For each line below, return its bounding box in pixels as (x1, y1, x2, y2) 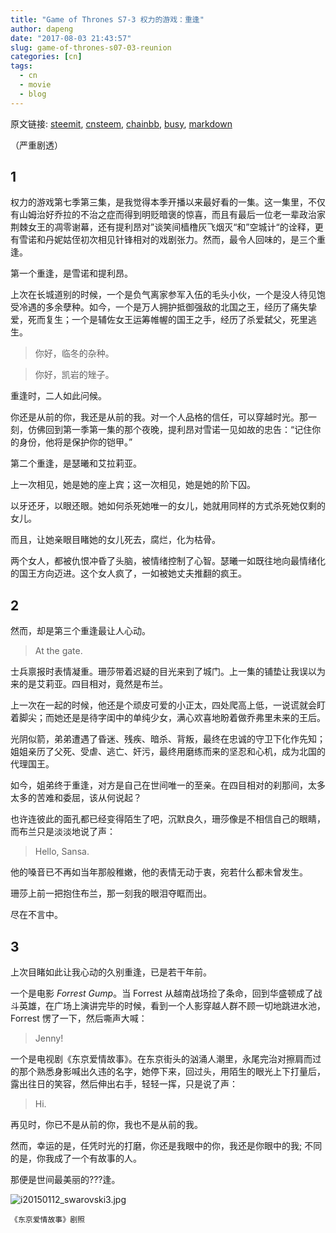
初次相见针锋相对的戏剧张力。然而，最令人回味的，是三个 (79, 234, 317, 246)
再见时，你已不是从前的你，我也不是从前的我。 (10, 1119, 203, 1131)
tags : (10, 61, 33, 71)
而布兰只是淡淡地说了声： (10, 826, 116, 838)
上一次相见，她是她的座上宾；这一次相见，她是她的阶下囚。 (10, 479, 256, 491)
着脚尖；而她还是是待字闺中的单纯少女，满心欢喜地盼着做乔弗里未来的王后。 (10, 712, 326, 724)
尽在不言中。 (10, 909, 63, 921)
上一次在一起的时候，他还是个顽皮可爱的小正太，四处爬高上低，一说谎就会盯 (10, 699, 326, 711)
